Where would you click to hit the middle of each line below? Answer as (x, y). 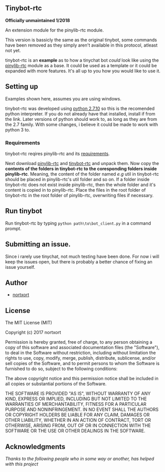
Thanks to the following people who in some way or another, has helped (80, 458)
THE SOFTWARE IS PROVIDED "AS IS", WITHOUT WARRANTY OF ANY (78, 394)
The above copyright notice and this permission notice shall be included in (82, 379)
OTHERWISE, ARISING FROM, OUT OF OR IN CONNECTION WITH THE (78, 425)
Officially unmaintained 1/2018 (37, 20)
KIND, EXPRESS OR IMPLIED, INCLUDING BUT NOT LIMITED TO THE (76, 399)
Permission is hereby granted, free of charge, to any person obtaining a (79, 342)
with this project (22, 464)
